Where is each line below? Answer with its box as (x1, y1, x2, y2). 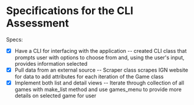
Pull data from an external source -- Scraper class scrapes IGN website (14, 66, 189, 73)
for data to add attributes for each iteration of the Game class (14, 73, 164, 80)
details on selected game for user (14, 92, 97, 99)
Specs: (6, 36, 24, 43)
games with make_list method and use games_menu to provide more (14, 86, 182, 93)
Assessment (6, 16, 69, 30)
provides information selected (14, 60, 88, 67)
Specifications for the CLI (6, 4, 134, 18)
